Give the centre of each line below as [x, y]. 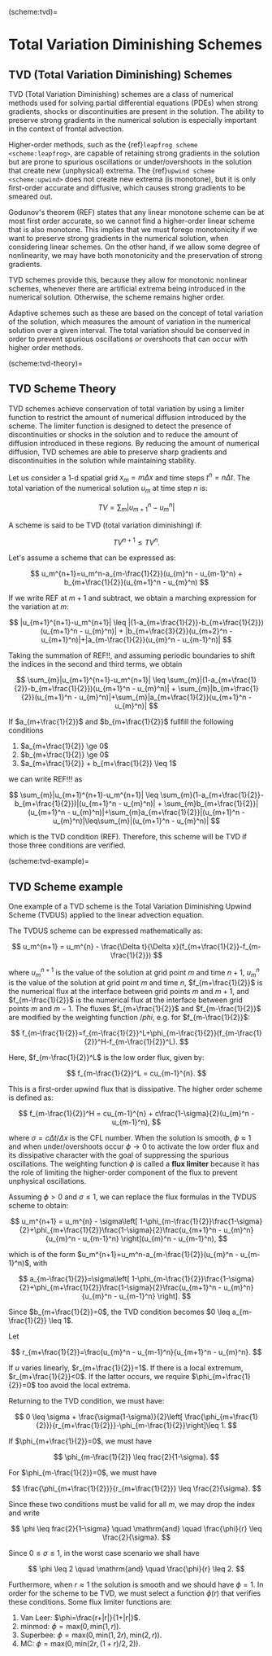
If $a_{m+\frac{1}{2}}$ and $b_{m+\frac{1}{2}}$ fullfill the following [121, 722]
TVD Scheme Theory [63, 389]
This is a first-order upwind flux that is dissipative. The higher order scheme [135, 1089]
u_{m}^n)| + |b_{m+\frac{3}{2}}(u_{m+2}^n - [159, 631]
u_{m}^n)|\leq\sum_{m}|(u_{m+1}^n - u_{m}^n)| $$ [136, 821]
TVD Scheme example [66, 887]
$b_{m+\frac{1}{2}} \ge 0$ [65, 755]
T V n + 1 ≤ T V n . [136, 541]
